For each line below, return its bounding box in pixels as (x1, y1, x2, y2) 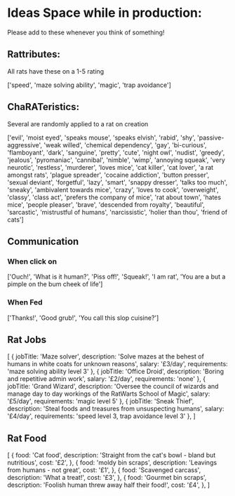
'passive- (197, 133, 224, 142)
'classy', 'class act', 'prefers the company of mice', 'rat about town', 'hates (7, 193, 222, 201)
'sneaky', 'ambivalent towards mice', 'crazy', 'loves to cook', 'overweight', (7, 185, 219, 194)
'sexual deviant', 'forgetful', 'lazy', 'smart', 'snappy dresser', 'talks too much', (7, 177, 228, 187)
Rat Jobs (7, 333, 47, 345)
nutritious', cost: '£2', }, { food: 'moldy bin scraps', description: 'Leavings (7, 458, 217, 467)
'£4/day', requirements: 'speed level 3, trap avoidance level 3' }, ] (7, 412, 196, 420)
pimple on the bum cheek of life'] (7, 280, 103, 288)
